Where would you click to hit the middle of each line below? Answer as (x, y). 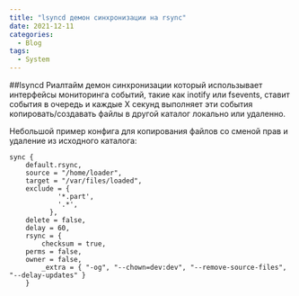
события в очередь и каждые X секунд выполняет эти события (131, 104)
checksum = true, (74, 244)
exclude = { (48, 189)
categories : (31, 34)
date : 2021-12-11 (42, 26)
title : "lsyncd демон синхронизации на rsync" (98, 18)
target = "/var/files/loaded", (84, 181)
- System (34, 59)
